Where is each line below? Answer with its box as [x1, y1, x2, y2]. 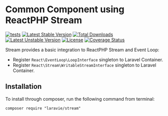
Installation [5, 82, 42, 91]
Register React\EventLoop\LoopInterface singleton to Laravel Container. [12, 56, 163, 62]
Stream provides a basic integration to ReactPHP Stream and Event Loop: [5, 47, 160, 53]
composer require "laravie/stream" [5, 106, 81, 111]
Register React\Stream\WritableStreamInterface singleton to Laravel [12, 62, 157, 68]
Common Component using [5, 4, 125, 15]
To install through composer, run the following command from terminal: [5, 96, 155, 102]
